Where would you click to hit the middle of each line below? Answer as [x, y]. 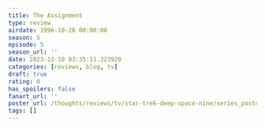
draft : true [28, 74]
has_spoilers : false [42, 89]
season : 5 [24, 37]
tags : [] [22, 111]
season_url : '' [33, 52]
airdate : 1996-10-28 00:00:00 [58, 30]
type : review [30, 23]
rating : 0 [24, 81]
